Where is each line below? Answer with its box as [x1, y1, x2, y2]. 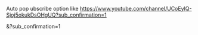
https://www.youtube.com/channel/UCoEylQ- [79, 5, 192, 12]
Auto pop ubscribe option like [6, 5, 79, 12]
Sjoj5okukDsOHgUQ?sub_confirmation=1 [6, 11, 107, 18]
